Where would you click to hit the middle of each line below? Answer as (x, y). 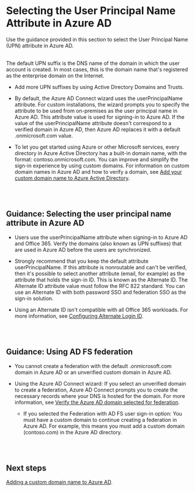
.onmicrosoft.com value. (43, 135)
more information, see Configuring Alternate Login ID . (79, 316)
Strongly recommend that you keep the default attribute (81, 261)
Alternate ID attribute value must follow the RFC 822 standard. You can (100, 286)
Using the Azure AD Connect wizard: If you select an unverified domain (100, 383)
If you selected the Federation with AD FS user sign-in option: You (103, 413)
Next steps (26, 468)
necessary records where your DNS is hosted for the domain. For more (100, 396)
